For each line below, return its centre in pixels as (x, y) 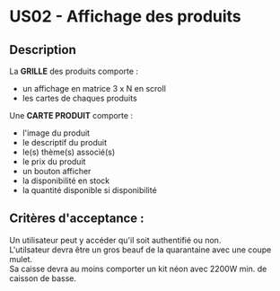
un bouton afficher (57, 171)
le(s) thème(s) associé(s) (69, 152)
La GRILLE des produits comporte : (74, 71)
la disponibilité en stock (66, 181)
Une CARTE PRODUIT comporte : (71, 115)
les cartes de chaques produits (79, 98)
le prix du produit (54, 162)
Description (43, 50)
